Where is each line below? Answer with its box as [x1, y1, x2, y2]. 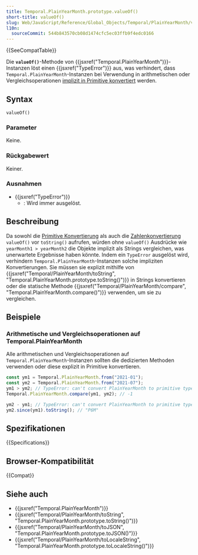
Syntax [6, 94, 33, 104]
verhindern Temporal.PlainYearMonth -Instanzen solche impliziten [6, 257, 163, 265]
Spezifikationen [6, 423, 66, 433]
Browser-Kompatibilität [6, 456, 94, 466]
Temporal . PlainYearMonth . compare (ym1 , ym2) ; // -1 [6, 391, 133, 397]
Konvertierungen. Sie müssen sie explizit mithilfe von [6, 263, 134, 270]
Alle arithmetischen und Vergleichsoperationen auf [6, 351, 130, 358]
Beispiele [6, 312, 41, 322]
